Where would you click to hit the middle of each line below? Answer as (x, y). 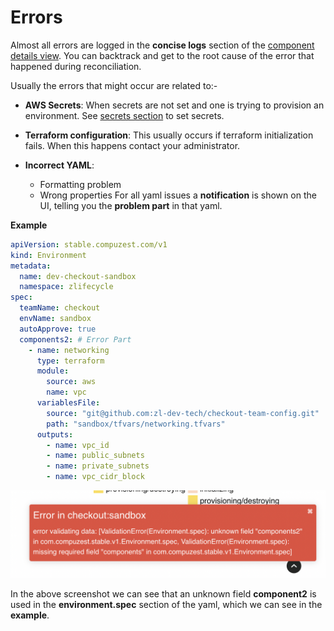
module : (53, 371)
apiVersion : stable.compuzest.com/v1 (89, 244)
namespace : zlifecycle (66, 287)
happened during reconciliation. (76, 66)
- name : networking (69, 350)
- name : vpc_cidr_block (95, 477)
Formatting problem (80, 184)
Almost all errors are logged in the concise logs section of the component (162, 45)
